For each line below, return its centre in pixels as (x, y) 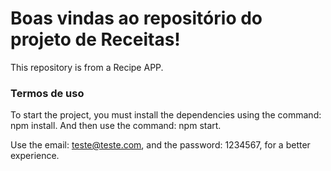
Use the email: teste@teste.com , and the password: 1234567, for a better (160, 145)
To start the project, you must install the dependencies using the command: (166, 115)
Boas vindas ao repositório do (136, 18)
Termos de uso (47, 93)
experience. (35, 156)
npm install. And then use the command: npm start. (116, 126)
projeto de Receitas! (95, 39)
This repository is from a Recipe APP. (87, 67)
